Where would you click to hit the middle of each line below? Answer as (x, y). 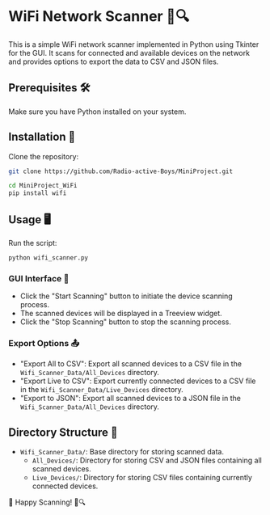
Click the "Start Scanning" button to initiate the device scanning (126, 296)
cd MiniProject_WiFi (43, 186)
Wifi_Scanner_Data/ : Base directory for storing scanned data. (122, 452)
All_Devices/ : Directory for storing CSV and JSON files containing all (147, 460)
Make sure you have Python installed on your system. (97, 112)
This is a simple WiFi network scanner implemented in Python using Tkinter (134, 44)
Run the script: (33, 243)
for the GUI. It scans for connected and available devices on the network (129, 53)
